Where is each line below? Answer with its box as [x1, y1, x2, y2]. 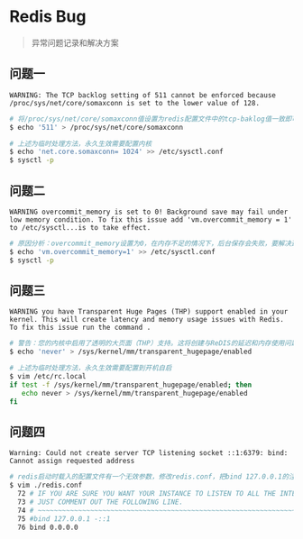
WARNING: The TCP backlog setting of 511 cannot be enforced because [9, 90, 277, 100]
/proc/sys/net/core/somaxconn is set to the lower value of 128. [9, 98, 260, 107]
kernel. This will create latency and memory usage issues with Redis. [9, 315, 284, 324]
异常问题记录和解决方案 [31, 37, 119, 48]
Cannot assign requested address [9, 457, 135, 466]
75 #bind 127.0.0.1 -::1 [17, 514, 111, 524]
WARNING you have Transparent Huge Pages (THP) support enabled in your [9, 307, 289, 316]
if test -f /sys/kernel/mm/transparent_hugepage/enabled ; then [9, 380, 252, 389]
